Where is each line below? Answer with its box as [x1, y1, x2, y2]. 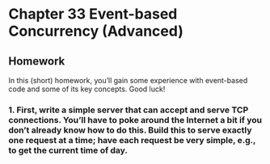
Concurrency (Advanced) [8, 22, 184, 40]
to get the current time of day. [8, 145, 128, 156]
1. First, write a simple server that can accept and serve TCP [8, 104, 249, 116]
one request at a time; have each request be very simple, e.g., [8, 134, 256, 145]
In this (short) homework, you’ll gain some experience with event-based [8, 76, 248, 85]
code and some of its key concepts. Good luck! [8, 84, 166, 94]
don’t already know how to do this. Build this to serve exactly [8, 124, 252, 136]
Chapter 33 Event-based [8, 5, 178, 23]
